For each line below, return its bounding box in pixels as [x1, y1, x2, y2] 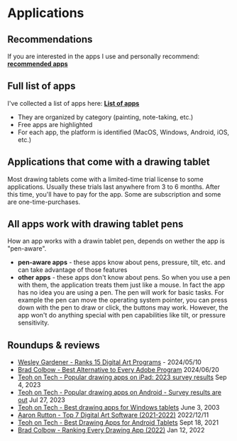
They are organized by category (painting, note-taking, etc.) [17, 112, 194, 121]
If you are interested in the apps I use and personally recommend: [7, 52, 200, 60]
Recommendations [7, 33, 93, 45]
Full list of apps [7, 80, 76, 92]
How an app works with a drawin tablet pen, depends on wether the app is [7, 236, 225, 246]
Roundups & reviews [7, 339, 101, 351]
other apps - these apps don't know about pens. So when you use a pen [17, 273, 231, 282]
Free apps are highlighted [17, 120, 93, 129]
